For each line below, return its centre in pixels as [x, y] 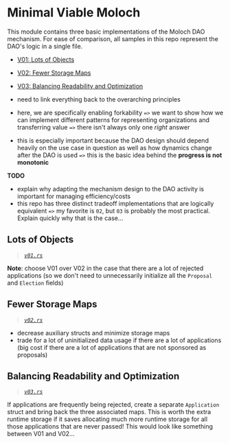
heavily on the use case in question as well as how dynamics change [114, 147]
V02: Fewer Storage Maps [54, 73]
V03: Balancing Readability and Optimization [80, 86]
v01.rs [33, 255]
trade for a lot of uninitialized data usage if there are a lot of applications [119, 340]
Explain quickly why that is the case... [70, 218]
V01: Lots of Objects [46, 59]
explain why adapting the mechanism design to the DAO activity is [111, 189]
